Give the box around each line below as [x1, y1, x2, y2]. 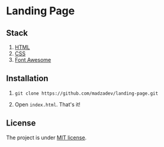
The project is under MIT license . [6, 134, 87, 141]
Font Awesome [14, 57, 52, 63]
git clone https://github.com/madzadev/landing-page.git [14, 90, 159, 96]
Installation [6, 73, 49, 84]
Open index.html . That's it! [14, 101, 81, 108]
